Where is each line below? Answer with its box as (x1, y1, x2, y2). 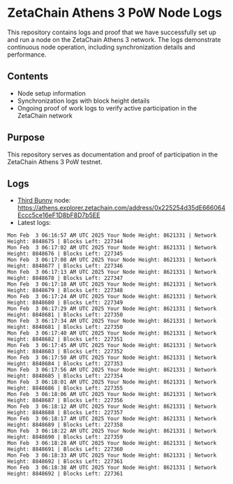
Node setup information (17, 89, 86, 97)
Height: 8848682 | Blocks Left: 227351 (7, 336, 123, 343)
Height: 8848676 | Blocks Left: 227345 (7, 250, 123, 258)
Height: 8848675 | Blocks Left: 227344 (7, 238, 123, 245)
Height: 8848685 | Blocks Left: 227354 (7, 372, 123, 380)
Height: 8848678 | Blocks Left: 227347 (7, 274, 123, 282)
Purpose (7, 131, 45, 144)
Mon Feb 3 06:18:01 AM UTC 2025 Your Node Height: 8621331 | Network (7, 379, 217, 386)
